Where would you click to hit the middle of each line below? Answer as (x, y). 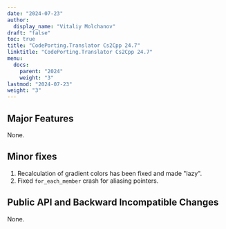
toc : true (21, 39)
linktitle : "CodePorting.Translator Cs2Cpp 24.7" (80, 52)
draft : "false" (29, 33)
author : (18, 20)
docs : (21, 65)
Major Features (40, 118)
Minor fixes (32, 157)
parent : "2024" (41, 71)
